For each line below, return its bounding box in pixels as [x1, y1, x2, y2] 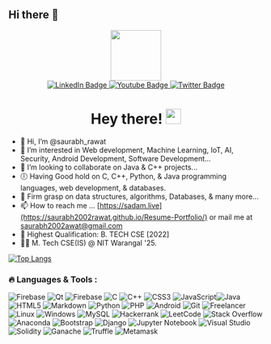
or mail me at [209, 212, 253, 222]
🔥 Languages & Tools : [8, 274, 98, 285]
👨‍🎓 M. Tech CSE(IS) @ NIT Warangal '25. [19, 237, 158, 247]
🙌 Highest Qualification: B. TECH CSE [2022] [19, 229, 170, 239]
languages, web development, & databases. [19, 182, 167, 192]
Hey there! [90, 110, 163, 128]
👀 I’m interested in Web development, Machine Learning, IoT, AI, [19, 145, 235, 154]
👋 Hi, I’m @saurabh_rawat [19, 136, 107, 146]
